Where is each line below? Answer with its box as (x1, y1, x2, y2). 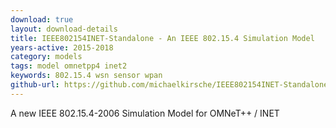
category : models (10, 52, 83, 62)
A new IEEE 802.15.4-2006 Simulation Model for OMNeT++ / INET (10, 107, 280, 119)
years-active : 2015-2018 (10, 42, 114, 53)
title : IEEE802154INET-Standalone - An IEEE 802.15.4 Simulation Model (10, 33, 315, 43)
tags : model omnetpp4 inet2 (10, 61, 128, 71)
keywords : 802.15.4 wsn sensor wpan (10, 71, 163, 81)
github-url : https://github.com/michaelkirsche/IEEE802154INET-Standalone (10, 80, 329, 90)
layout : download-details (10, 24, 118, 34)
